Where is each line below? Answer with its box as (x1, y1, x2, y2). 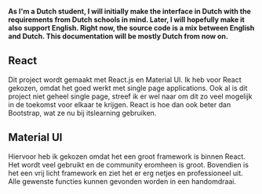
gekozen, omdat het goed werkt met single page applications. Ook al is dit (8, 83, 248, 92)
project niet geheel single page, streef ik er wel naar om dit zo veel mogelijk (8, 92, 253, 101)
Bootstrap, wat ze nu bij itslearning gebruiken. (8, 108, 157, 117)
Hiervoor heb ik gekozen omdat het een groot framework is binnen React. (8, 152, 246, 161)
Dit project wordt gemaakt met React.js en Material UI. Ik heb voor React (8, 74, 242, 84)
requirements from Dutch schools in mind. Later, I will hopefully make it (8, 15, 245, 24)
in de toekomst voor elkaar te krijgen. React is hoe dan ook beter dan (8, 99, 231, 109)
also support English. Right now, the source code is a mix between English (8, 23, 255, 32)
